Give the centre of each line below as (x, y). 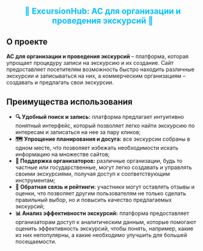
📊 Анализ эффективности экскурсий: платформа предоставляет (102, 213)
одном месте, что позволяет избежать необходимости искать (97, 148)
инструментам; (35, 181)
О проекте (27, 41)
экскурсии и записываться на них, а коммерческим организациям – (96, 76)
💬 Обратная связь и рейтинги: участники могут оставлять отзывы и (105, 187)
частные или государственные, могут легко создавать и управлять (104, 167)
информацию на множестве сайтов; (62, 154)
